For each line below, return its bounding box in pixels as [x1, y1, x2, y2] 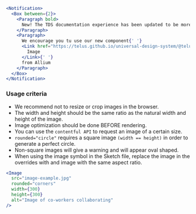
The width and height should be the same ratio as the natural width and [14, 109, 187, 116]
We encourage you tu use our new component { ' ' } [21, 38, 142, 44]
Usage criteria [6, 90, 47, 98]
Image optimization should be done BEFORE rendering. [14, 121, 147, 128]
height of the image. [14, 115, 63, 122]
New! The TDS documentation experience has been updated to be [21, 22, 179, 27]
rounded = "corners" [11, 181, 57, 187]
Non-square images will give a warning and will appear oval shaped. [14, 146, 179, 153]
